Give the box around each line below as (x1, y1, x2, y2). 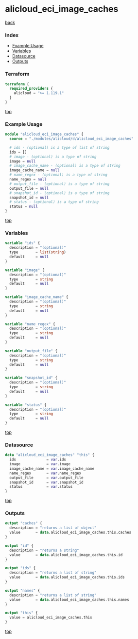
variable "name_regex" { (5, 321, 55, 326)
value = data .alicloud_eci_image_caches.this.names (9, 597, 130, 602)
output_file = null (9, 186, 49, 191)
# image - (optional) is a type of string (9, 154, 97, 159)
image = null (9, 159, 36, 164)
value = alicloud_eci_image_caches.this (9, 615, 92, 620)
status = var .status (9, 484, 73, 489)
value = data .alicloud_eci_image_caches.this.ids (9, 575, 125, 580)
